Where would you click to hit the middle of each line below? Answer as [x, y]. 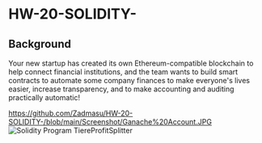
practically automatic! [44, 97]
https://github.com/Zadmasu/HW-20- [71, 113]
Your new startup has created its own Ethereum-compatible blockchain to [131, 63]
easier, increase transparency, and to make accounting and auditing [121, 89]
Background [40, 44]
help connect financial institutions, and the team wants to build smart [123, 72]
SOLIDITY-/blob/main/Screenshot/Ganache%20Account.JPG [110, 122]
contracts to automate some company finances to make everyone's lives [129, 80]
